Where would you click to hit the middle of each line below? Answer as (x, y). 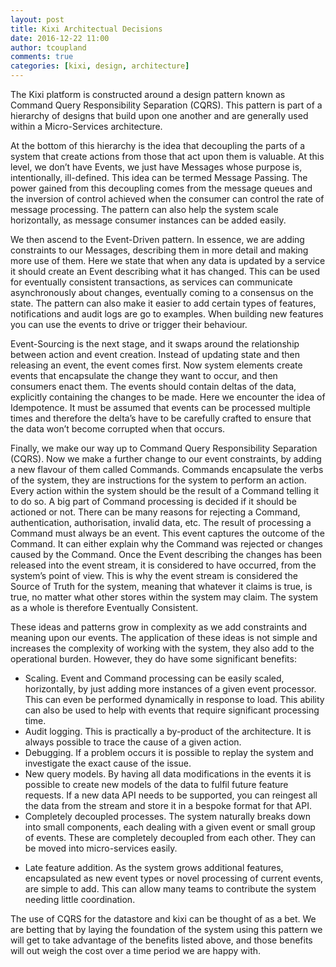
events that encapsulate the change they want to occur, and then (144, 375)
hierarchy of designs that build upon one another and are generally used (159, 115)
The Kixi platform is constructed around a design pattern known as (148, 94)
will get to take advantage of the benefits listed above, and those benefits (161, 940)
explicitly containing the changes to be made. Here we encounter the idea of (168, 397)
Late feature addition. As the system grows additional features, (154, 867)
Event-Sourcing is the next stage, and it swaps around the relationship (155, 344)
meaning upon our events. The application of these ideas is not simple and (164, 637)
